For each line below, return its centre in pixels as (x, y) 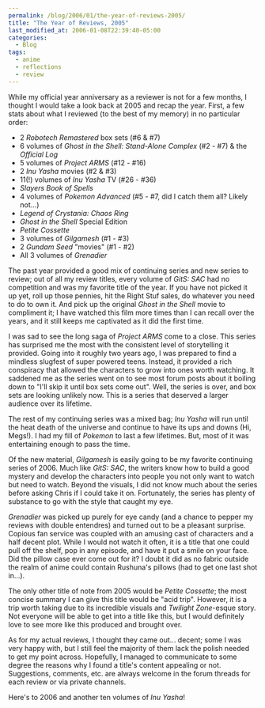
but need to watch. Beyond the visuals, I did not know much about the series (133, 484)
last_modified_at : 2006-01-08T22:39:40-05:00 (84, 30)
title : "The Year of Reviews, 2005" (68, 23)
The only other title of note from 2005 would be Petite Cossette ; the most (128, 591)
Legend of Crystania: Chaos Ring (74, 213)
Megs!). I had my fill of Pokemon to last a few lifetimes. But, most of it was (129, 435)
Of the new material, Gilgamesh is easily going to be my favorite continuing (131, 459)
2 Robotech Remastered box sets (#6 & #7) (90, 137)
